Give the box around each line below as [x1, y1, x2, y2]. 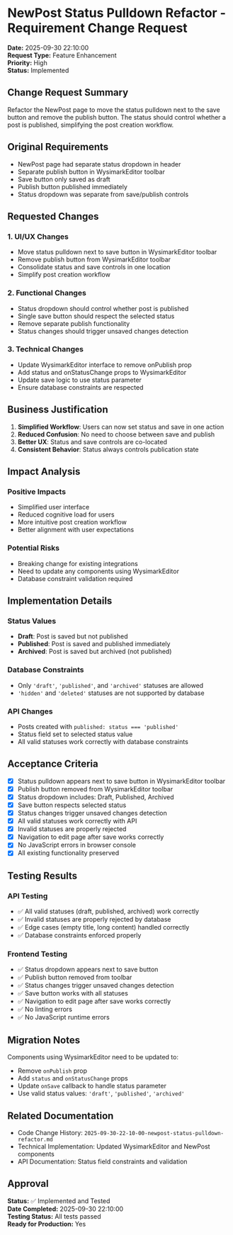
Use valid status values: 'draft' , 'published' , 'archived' [17, 1089, 186, 1098]
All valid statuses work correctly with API [17, 817, 137, 825]
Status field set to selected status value [17, 730, 133, 738]
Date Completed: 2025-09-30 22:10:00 [7, 1205, 124, 1213]
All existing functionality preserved [17, 849, 120, 857]
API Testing [7, 891, 48, 901]
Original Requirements [7, 141, 109, 153]
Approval [7, 1178, 49, 1190]
